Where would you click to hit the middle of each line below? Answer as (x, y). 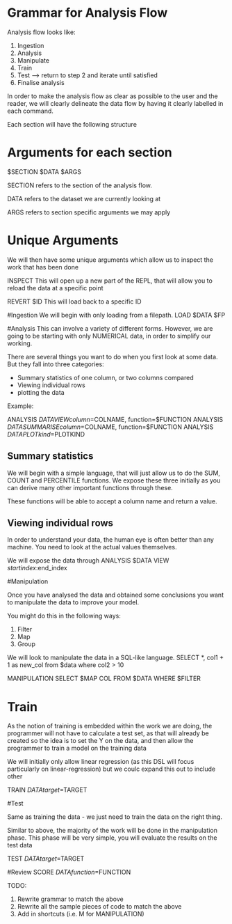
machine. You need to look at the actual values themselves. (92, 547)
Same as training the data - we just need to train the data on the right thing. (115, 817)
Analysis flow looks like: (41, 32)
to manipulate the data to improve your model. (73, 602)
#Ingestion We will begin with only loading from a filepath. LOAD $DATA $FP (116, 315)
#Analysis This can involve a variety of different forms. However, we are (110, 328)
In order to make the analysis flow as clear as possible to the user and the (113, 96)
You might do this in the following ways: (64, 616)
